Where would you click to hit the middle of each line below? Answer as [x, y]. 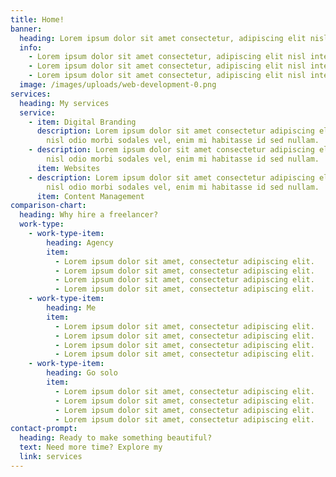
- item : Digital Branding [82, 122]
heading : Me [71, 308]
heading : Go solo [82, 373]
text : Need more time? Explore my [91, 447]
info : [31, 47]
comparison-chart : [48, 206]
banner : [26, 29]
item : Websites [68, 168]
